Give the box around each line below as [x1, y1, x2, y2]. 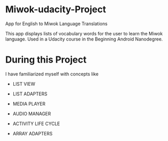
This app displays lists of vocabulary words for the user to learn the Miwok [5, 30, 163, 36]
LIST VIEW [12, 80, 35, 87]
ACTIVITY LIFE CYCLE [12, 120, 60, 127]
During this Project [5, 54, 87, 66]
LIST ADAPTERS [12, 91, 48, 97]
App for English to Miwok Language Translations [5, 21, 108, 27]
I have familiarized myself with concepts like [5, 71, 99, 77]
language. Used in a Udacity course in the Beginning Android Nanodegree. [5, 36, 163, 42]
